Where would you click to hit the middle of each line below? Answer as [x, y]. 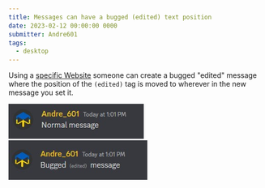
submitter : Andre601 [43, 34]
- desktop [32, 51]
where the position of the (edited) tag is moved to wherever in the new [128, 84]
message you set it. [41, 92]
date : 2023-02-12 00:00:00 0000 [63, 26]
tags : [17, 43]
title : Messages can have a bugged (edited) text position [110, 17]
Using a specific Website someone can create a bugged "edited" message [133, 75]
